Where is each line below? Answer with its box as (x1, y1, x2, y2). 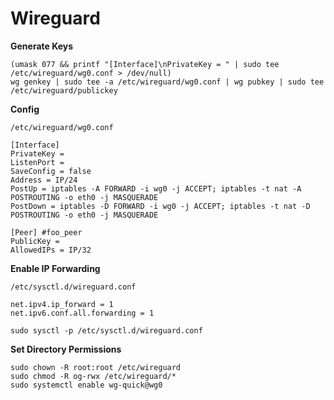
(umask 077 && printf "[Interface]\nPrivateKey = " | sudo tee (10, 59, 280, 69)
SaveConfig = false (10, 166, 92, 176)
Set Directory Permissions (10, 343, 122, 355)
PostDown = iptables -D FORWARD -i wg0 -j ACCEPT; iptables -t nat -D (10, 201, 311, 211)
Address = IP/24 (10, 175, 78, 185)
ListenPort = (10, 157, 65, 167)
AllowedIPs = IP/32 (10, 245, 92, 255)
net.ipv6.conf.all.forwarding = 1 (10, 308, 155, 318)
